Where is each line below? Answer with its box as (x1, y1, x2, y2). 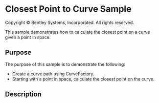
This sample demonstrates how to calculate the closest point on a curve (5, 29, 150, 35)
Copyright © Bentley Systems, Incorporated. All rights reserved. (5, 20, 135, 25)
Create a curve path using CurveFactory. (12, 71, 94, 77)
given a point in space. (5, 34, 51, 40)
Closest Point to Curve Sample (5, 3, 132, 15)
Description (5, 90, 42, 99)
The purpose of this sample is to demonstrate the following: (5, 61, 126, 67)
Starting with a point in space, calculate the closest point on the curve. (12, 76, 155, 82)
